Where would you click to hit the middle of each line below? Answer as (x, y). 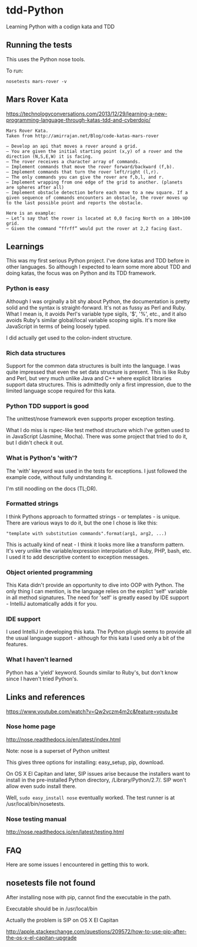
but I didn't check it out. (35, 443)
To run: (15, 71)
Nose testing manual (36, 819)
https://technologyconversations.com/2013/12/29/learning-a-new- (87, 114)
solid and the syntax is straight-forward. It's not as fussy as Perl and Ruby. (96, 307)
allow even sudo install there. (41, 786)
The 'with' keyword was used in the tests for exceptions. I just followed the (96, 471)
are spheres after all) (35, 187)
